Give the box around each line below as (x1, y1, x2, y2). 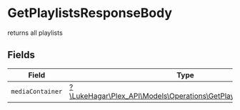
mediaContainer (11, 87, 63, 95)
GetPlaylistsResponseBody (7, 5, 173, 21)
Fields (7, 49, 36, 61)
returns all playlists (7, 28, 63, 37)
